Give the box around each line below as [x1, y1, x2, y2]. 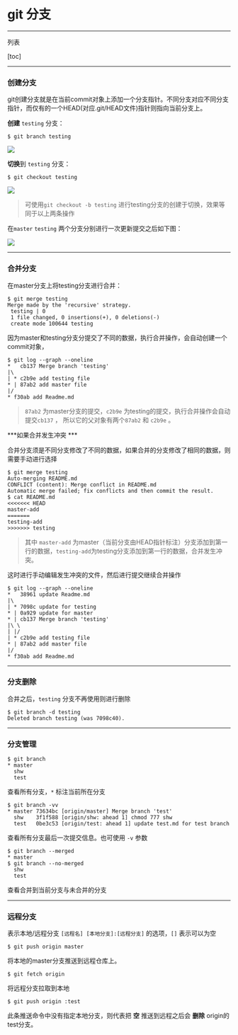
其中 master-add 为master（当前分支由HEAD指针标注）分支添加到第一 [24, 537, 228, 546]
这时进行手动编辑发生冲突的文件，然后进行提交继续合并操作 [7, 571, 181, 579]
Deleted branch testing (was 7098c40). [7, 714, 125, 722]
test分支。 [7, 1020, 38, 1029]
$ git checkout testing [7, 174, 78, 181]
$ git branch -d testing [7, 709, 81, 716]
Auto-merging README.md [7, 475, 78, 482]
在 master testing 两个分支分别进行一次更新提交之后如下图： [7, 224, 183, 233]
